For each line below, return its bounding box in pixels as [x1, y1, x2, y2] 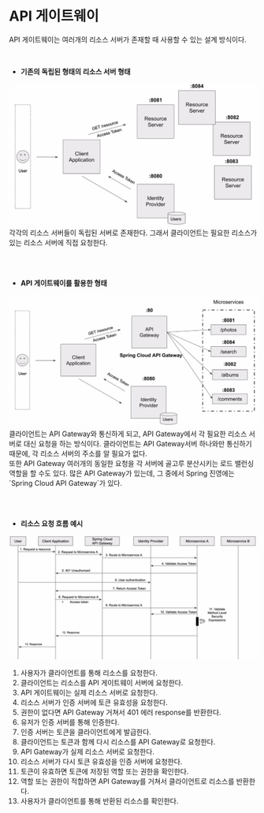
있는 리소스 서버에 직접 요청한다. [9, 238, 109, 248]
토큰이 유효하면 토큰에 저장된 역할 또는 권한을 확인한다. [20, 766, 189, 777]
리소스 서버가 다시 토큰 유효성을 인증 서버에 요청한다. [20, 757, 183, 766]
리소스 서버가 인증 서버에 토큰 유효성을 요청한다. [20, 698, 168, 707]
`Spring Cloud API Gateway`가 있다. [9, 479, 123, 488]
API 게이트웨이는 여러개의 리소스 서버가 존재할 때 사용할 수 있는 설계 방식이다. [9, 35, 247, 44]
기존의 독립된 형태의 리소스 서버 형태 [20, 66, 131, 76]
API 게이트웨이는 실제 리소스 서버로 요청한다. [20, 688, 158, 698]
